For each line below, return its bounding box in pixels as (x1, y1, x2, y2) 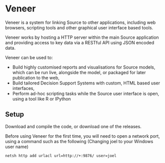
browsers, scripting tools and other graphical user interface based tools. (5, 24, 153, 30)
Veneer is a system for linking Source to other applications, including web (5, 19, 156, 25)
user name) (5, 144, 29, 150)
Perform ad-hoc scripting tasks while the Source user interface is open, (12, 90, 160, 96)
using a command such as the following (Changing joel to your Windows (5, 138, 154, 144)
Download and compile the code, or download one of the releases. (5, 123, 142, 129)
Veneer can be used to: (5, 54, 53, 60)
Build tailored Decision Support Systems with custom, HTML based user (12, 80, 161, 86)
